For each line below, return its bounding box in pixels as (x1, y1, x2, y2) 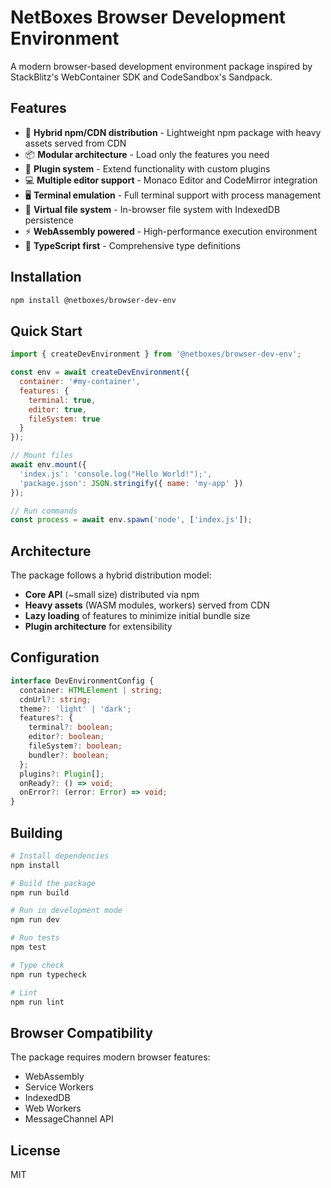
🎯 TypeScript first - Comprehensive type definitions (24, 239, 241, 251)
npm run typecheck (10, 969, 87, 980)
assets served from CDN (24, 137, 127, 149)
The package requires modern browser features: (10, 1051, 211, 1063)
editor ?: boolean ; (28, 732, 105, 742)
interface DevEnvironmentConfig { (10, 676, 155, 686)
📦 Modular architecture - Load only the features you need (24, 148, 270, 160)
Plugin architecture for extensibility (24, 621, 173, 633)
